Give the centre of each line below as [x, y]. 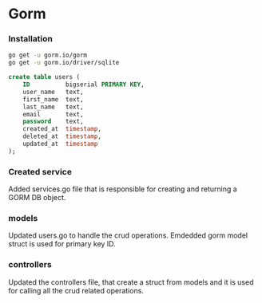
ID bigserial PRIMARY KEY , [84, 85]
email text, [53, 114]
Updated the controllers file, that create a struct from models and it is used [131, 282]
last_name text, [53, 107]
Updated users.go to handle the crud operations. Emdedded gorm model [128, 235]
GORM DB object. [37, 198]
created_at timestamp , [62, 129]
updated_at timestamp [60, 144]
